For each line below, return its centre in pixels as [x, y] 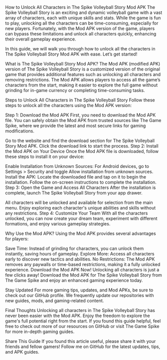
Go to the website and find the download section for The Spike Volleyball [80, 140]
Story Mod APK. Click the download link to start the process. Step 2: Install [82, 146]
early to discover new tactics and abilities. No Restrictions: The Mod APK [80, 259]
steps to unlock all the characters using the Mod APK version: [69, 105]
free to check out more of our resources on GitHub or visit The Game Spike [82, 326]
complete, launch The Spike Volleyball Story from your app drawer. [74, 193]
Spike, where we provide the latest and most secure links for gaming [76, 125]
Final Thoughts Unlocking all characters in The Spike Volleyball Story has [80, 310]
